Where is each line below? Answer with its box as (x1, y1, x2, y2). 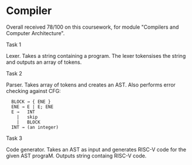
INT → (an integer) (11, 124, 59, 130)
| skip (16, 114, 38, 120)
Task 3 (6, 135, 22, 142)
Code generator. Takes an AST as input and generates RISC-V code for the (6, 146, 187, 153)
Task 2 (6, 70, 22, 77)
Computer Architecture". (6, 29, 65, 36)
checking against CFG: (6, 87, 61, 94)
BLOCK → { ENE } (11, 98, 51, 105)
